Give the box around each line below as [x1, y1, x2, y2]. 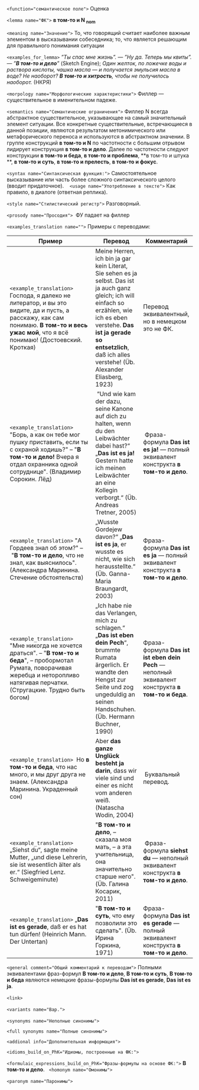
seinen [95, 697, 114, 706]
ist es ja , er [95, 540, 126, 548]
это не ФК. [143, 324, 174, 333]
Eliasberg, [95, 372, 123, 381]
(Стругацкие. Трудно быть [9, 686, 85, 694]
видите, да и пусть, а [9, 306, 70, 314]
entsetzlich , [95, 343, 129, 351]
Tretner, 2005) [95, 508, 136, 516]
